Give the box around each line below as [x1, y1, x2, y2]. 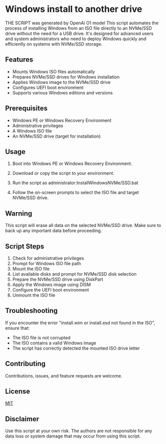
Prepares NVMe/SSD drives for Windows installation [12, 74, 120, 80]
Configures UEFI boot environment [12, 84, 83, 90]
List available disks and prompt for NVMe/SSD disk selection [12, 271, 137, 277]
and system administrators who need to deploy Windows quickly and [5, 36, 147, 42]
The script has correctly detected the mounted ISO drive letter [12, 345, 140, 351]
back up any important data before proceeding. [5, 227, 102, 234]
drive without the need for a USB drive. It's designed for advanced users [5, 30, 154, 36]
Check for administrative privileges [12, 255, 84, 261]
